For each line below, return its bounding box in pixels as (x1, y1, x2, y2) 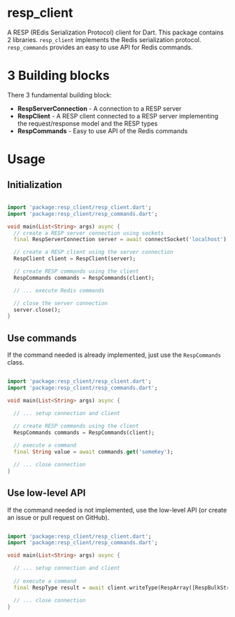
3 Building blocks (7, 68, 110, 83)
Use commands (7, 332, 77, 344)
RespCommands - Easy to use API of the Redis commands (17, 126, 188, 135)
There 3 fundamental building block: (7, 90, 112, 99)
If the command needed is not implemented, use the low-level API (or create (7, 506, 227, 514)
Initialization (7, 179, 63, 191)
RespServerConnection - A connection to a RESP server (17, 104, 182, 113)
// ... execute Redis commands (13, 287, 105, 294)
